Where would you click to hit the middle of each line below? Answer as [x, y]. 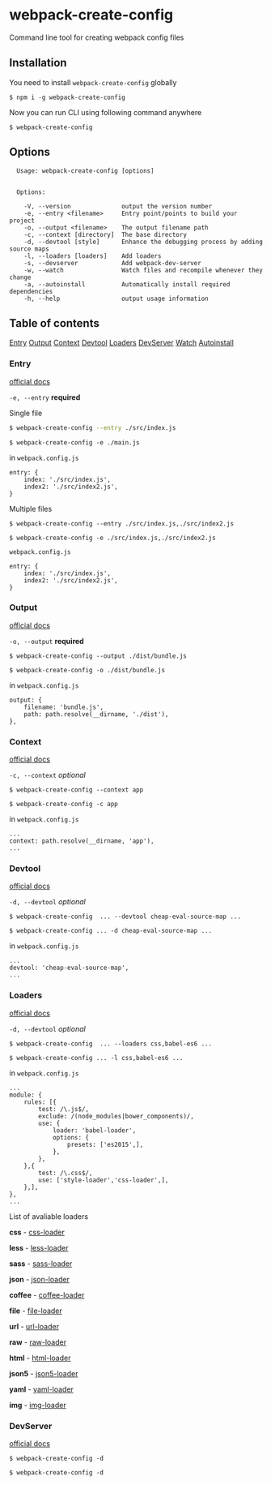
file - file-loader [36, 1311]
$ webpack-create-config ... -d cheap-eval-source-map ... [111, 931]
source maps [29, 249]
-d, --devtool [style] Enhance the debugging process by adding [144, 242]
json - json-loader [39, 1279]
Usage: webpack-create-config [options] [85, 171]
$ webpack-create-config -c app [64, 805]
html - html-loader [40, 1358]
